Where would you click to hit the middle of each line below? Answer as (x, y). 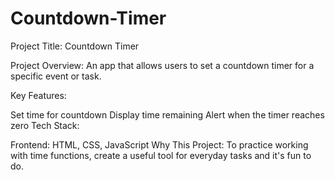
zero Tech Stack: (45, 125)
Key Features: (38, 95)
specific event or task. (56, 76)
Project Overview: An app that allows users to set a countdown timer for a (162, 65)
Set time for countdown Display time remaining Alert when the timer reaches (167, 114)
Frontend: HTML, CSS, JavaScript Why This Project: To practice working (159, 144)
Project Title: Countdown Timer (75, 46)
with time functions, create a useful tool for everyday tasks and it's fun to (161, 155)
